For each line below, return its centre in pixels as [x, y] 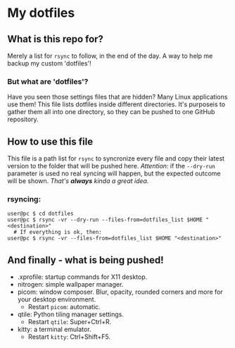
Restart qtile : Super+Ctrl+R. [70, 322]
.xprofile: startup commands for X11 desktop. [82, 277]
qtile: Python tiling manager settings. [71, 314]
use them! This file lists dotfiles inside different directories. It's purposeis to [116, 104]
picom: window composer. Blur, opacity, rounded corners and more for [120, 292]
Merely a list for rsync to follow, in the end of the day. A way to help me [110, 56]
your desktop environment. [57, 299]
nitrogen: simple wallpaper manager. [70, 285]
